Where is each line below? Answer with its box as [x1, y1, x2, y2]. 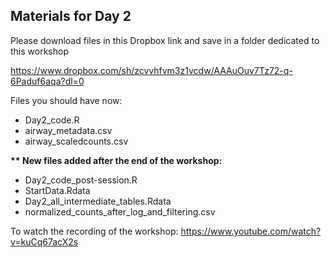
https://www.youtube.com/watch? [180, 225, 322, 237]
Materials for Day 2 [10, 8, 132, 25]
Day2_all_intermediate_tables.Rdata [24, 195, 172, 207]
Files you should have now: [10, 94, 123, 106]
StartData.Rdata [24, 184, 91, 196]
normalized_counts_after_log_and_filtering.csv [24, 205, 216, 218]
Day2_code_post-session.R [24, 174, 138, 186]
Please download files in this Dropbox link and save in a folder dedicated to [10, 34, 320, 46]
